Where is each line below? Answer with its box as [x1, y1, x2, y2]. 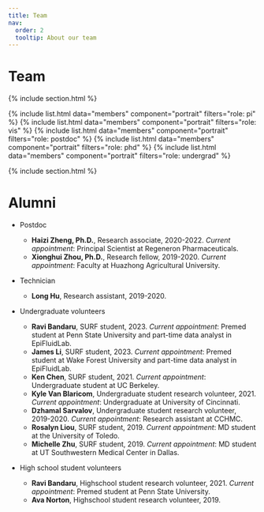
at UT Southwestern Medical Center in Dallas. [31, 448, 180, 457]
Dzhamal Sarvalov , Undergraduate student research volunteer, [31, 406, 237, 416]
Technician [19, 276, 56, 285]
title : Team [8, 11, 47, 20]
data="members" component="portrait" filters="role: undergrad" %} [8, 151, 231, 160]
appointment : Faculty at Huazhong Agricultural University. [31, 261, 221, 270]
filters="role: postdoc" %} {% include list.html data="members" [8, 134, 215, 144]
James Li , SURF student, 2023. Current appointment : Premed [31, 347, 232, 356]
